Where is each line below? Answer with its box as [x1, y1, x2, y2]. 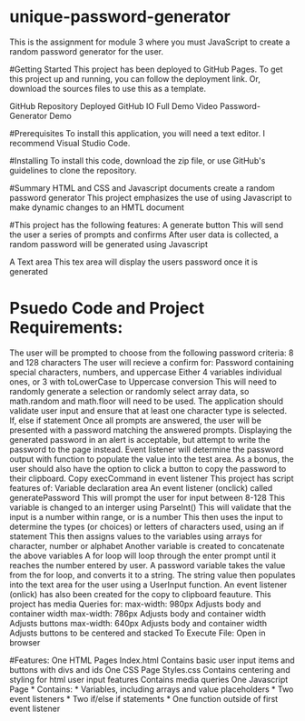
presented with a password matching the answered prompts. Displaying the [9, 425, 292, 436]
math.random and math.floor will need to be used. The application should [9, 396, 284, 406]
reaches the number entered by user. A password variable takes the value [9, 559, 286, 570]
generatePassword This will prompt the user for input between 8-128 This [9, 492, 286, 503]
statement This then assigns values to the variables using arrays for [9, 530, 263, 542]
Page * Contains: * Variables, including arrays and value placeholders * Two [9, 684, 294, 695]
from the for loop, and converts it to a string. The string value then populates [9, 569, 296, 580]
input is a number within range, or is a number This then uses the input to [9, 511, 283, 522]
